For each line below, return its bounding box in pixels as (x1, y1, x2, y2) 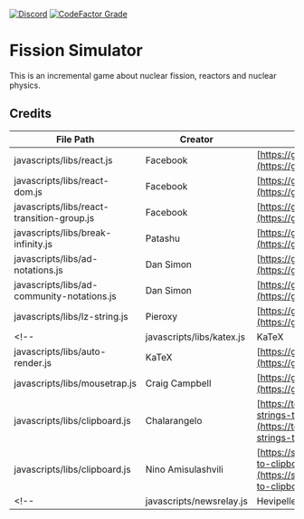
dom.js (14, 186, 43, 198)
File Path (55, 132, 95, 145)
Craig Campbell (145, 377, 212, 389)
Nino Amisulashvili (145, 463, 223, 476)
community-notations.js (14, 290, 118, 303)
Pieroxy (145, 310, 178, 322)
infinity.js (14, 237, 52, 250)
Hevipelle (256, 495, 297, 507)
